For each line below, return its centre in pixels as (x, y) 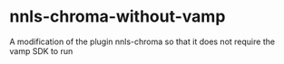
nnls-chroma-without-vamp (118, 17)
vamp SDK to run (41, 50)
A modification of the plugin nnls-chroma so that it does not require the (142, 41)
